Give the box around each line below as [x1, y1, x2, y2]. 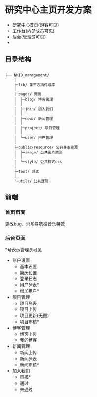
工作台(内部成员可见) [12, 28, 55, 33]
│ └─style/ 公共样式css [14, 159, 62, 164]
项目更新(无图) [19, 312, 49, 318]
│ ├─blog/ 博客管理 [14, 97, 53, 102]
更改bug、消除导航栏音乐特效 [5, 221, 65, 227]
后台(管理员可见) [12, 34, 46, 40]
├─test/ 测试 [14, 169, 39, 174]
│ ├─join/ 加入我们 [14, 106, 53, 111]
